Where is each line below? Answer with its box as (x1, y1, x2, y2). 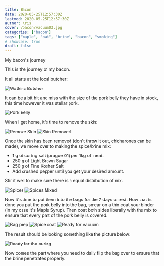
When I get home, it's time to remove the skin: (5, 119, 98, 125)
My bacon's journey (5, 57, 46, 63)
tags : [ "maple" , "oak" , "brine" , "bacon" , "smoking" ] (5, 35, 117, 40)
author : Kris (5, 21, 32, 26)
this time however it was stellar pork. (5, 100, 79, 106)
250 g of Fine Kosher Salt (12, 163, 64, 169)
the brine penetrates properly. (5, 255, 66, 261)
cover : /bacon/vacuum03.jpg (5, 25, 63, 30)
